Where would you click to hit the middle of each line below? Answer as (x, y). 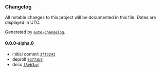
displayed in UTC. (23, 22)
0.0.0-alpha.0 (19, 43)
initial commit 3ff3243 (34, 54)
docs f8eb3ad (25, 64)
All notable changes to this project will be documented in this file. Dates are (81, 18)
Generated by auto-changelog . (35, 32)
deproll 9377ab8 (27, 59)
